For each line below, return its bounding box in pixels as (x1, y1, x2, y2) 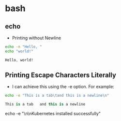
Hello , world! (5, 58, 34, 62)
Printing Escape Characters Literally (5, 71, 116, 79)
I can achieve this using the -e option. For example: (12, 84, 115, 90)
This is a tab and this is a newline (5, 102, 86, 107)
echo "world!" (5, 49, 34, 54)
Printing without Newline (12, 35, 61, 41)
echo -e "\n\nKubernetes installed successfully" (5, 111, 101, 117)
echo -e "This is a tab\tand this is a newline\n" (5, 93, 109, 98)
